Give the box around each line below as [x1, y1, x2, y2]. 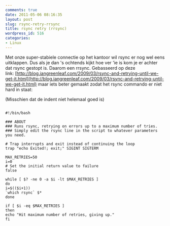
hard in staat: [5, 86, 33, 93]
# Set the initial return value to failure [5, 163, 99, 168]
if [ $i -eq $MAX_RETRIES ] [5, 203, 65, 208]
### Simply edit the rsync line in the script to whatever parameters [5, 128, 158, 133]
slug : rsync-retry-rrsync [5, 21, 60, 27]
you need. [5, 132, 26, 138]
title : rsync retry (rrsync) [5, 26, 67, 31]
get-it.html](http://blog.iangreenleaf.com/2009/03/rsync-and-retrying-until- [5, 75, 164, 81]
